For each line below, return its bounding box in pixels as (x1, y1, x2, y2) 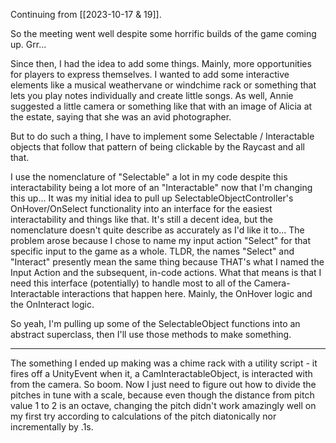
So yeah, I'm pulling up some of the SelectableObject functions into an (10, 318, 301, 329)
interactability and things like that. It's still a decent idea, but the (10, 214, 274, 225)
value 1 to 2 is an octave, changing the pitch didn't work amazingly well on (10, 400, 317, 411)
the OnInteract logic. (10, 299, 95, 310)
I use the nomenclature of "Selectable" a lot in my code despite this (10, 171, 288, 183)
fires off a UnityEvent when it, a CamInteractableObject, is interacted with (10, 368, 313, 379)
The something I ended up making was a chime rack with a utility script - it (10, 357, 318, 369)
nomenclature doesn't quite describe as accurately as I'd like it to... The (10, 224, 305, 236)
